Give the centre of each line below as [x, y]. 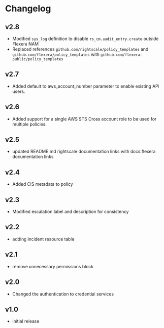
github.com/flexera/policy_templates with [56, 54]
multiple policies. [29, 124]
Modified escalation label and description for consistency [70, 212]
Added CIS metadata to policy [43, 184]
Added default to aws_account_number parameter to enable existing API [86, 86]
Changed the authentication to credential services [63, 294]
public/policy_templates [38, 59]
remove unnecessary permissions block [53, 266]
